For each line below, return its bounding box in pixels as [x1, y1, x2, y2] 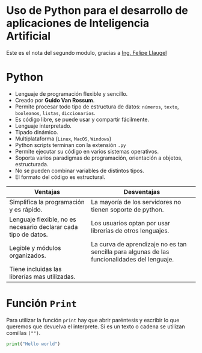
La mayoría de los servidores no [91, 198, 182, 206]
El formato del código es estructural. [14, 173, 106, 181]
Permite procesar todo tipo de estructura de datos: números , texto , [14, 103, 179, 110]
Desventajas [123, 187, 161, 196]
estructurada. [14, 160, 49, 167]
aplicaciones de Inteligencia [6, 16, 149, 30]
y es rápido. [9, 205, 43, 214]
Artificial [6, 30, 51, 43]
